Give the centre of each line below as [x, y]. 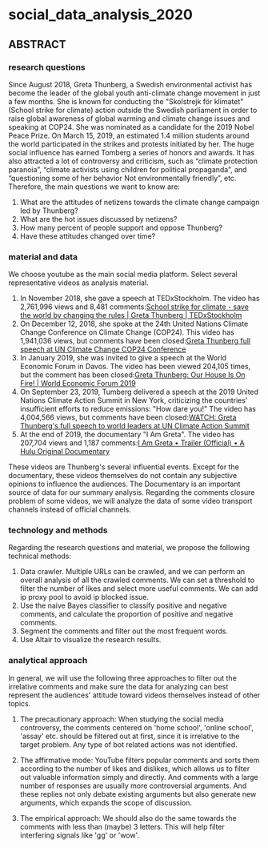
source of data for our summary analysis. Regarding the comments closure [132, 492]
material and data [43, 256]
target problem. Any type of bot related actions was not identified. [128, 744]
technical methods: [40, 556]
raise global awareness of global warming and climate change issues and [129, 119]
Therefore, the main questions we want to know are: [94, 187]
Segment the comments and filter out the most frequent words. [124, 631]
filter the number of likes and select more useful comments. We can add [139, 589]
